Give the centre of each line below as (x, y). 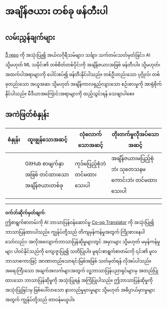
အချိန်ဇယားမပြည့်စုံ (132, 158)
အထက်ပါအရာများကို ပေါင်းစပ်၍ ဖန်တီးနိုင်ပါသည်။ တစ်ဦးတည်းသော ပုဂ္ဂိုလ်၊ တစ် (83, 74)
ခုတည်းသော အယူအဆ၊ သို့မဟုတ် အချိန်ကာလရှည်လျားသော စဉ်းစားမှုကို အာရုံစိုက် (83, 84)
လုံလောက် (90, 134)
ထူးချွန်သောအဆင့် (47, 140)
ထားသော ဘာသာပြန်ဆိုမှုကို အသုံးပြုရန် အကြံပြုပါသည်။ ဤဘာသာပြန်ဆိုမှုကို (79, 280)
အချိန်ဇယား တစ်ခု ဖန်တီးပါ (57, 11)
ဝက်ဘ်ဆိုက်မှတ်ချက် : (26, 212)
